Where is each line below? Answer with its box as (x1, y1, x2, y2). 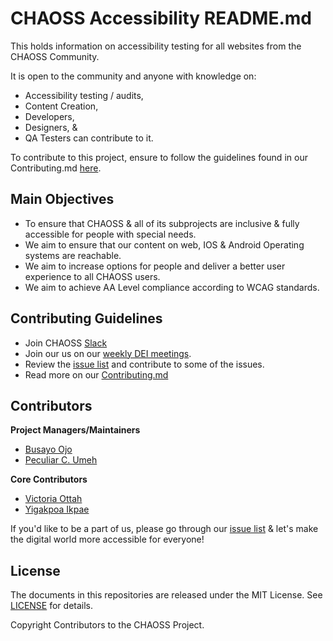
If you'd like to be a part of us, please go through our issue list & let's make (10, 523, 319, 535)
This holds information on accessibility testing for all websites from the (10, 40, 302, 52)
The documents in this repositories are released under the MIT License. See (10, 589, 323, 601)
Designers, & (24, 121, 78, 133)
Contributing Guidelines (10, 310, 163, 327)
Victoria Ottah (24, 493, 83, 505)
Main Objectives (10, 191, 115, 208)
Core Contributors (10, 473, 88, 486)
